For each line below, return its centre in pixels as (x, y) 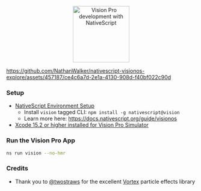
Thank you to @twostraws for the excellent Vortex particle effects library (105, 181)
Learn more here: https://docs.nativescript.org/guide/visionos (100, 119)
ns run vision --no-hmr (36, 153)
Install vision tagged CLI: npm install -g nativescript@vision (102, 112)
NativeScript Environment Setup (55, 106)
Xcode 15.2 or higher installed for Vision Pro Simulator (82, 125)
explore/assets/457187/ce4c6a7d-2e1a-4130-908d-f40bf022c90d (89, 77)
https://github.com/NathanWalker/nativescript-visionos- (76, 71)
